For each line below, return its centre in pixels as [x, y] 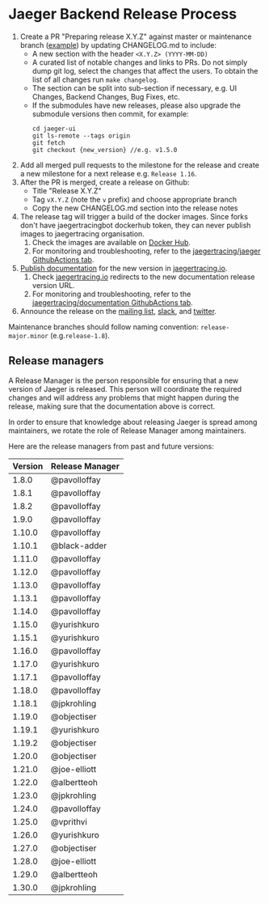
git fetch [49, 142]
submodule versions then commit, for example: [110, 113]
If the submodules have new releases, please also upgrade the [136, 105]
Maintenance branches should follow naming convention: [104, 327]
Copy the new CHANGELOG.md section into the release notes [135, 208]
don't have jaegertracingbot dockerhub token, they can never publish [135, 225]
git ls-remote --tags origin [81, 136]
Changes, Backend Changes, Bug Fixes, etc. [106, 96]
